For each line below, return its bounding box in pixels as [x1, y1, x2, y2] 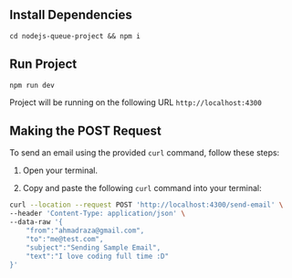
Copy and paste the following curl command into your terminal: [22, 183, 262, 194]
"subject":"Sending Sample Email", [26, 242, 162, 252]
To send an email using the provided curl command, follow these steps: [9, 147, 280, 158]
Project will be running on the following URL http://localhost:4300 [9, 96, 262, 108]
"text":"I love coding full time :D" [26, 251, 170, 261]
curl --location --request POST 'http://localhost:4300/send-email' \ [9, 200, 284, 209]
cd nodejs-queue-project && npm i [9, 31, 141, 40]
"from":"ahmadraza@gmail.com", [26, 226, 145, 236]
